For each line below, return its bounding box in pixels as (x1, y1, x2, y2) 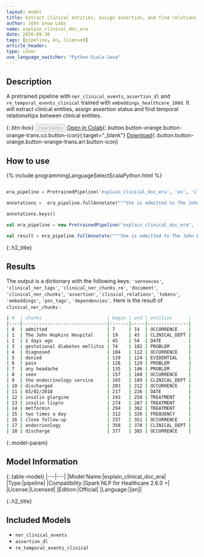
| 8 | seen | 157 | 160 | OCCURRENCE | (6, 372, 192, 378)
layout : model (6, 9, 42, 15)
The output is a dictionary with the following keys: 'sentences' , (6, 278, 164, 285)
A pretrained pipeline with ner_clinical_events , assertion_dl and (6, 92, 171, 100)
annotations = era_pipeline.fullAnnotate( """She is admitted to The (6, 200, 186, 207)
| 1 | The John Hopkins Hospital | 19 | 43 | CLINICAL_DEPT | (6, 332, 192, 338)
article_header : (6, 43, 47, 49)
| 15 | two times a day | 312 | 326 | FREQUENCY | (6, 411, 192, 417)
